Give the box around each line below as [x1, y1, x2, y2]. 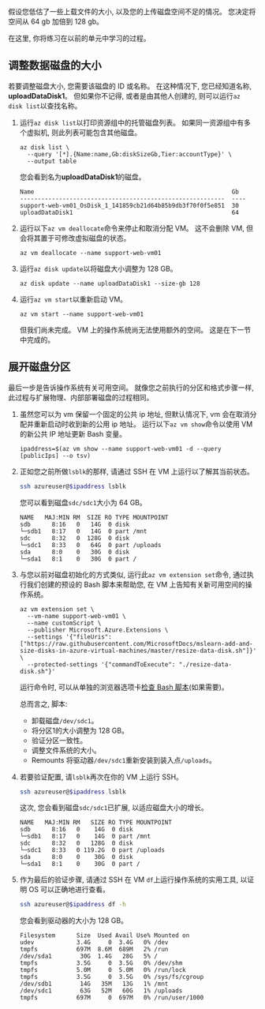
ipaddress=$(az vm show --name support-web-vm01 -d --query [19, 444, 222, 452]
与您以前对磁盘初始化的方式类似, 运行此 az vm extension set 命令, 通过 [19, 569, 247, 579]
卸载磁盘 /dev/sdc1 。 [31, 715, 99, 725]
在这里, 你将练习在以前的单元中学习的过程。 [8, 34, 151, 43]
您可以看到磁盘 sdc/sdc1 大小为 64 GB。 [19, 497, 147, 507]
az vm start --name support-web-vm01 [19, 310, 144, 318]
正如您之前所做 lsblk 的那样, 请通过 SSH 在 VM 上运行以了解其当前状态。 [19, 467, 254, 476]
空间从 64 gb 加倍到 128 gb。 [8, 17, 104, 26]
